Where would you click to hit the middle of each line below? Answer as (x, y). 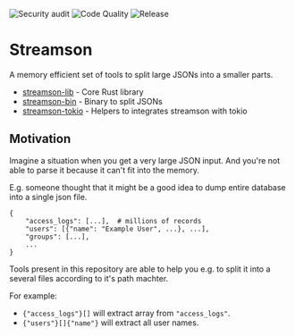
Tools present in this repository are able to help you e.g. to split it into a (140, 269)
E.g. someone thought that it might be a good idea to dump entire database (147, 187)
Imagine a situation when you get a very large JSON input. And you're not (145, 160)
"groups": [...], (58, 237)
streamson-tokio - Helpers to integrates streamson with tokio (135, 111)
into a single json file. (48, 197)
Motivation (40, 139)
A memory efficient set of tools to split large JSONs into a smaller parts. (141, 74)
